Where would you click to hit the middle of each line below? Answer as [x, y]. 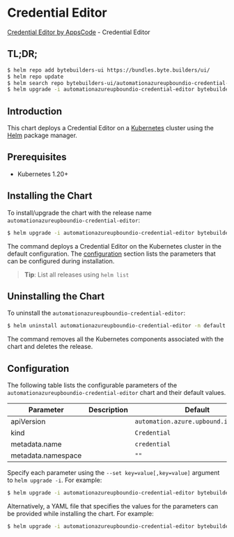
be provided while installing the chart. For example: [81, 513]
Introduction [35, 111]
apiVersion [28, 421]
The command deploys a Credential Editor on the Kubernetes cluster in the [114, 246]
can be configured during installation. [61, 261]
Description [108, 410]
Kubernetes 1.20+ [42, 174]
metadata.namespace [46, 456]
